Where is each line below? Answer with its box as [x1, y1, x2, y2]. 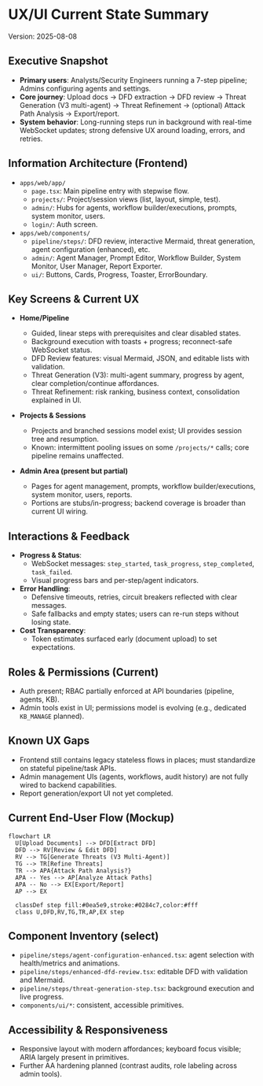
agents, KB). [19, 695, 60, 704]
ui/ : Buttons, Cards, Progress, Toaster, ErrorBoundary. [31, 269, 208, 279]
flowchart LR [8, 832, 51, 840]
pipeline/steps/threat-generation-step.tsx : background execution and [19, 984, 255, 993]
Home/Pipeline [19, 313, 70, 323]
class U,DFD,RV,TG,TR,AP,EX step [15, 908, 125, 916]
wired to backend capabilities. [19, 780, 117, 789]
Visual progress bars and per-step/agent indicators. [31, 576, 199, 585]
